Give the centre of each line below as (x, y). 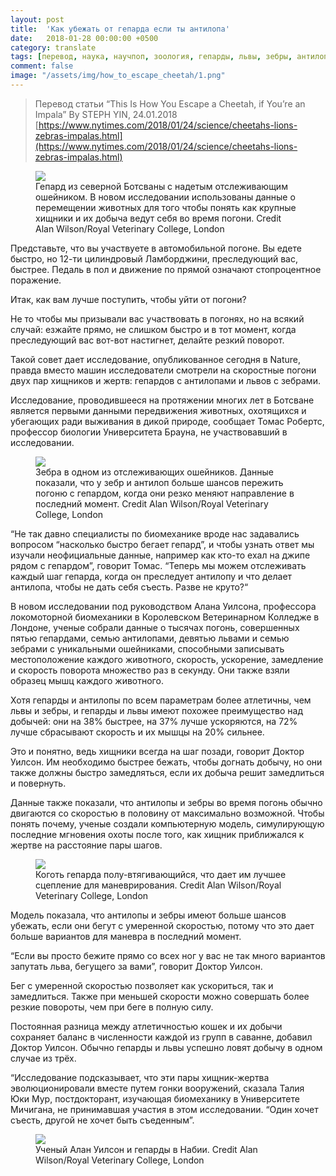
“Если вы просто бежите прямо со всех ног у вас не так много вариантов (168, 955)
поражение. (36, 280)
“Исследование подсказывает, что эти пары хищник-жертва (140, 1077)
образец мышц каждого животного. (87, 680)
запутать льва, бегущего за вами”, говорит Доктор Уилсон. (136, 966)
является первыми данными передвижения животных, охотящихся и (158, 410)
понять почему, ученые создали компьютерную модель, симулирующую (167, 823)
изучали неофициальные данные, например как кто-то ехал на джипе (160, 555)
